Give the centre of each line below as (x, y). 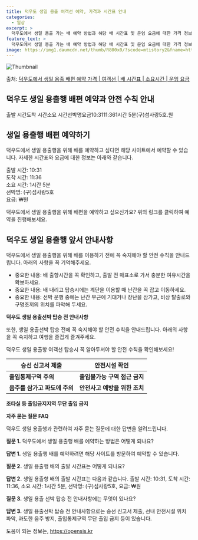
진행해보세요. (32, 219)
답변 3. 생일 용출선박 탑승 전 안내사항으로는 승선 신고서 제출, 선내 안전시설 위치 (96, 511)
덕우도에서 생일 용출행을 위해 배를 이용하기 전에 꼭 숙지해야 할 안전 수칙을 (90, 255)
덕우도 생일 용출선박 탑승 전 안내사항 (47, 317)
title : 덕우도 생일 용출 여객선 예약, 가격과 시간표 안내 (66, 11)
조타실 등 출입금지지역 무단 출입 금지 (47, 404)
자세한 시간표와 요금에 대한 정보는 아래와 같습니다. (76, 157)
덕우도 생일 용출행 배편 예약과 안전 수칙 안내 (80, 99)
